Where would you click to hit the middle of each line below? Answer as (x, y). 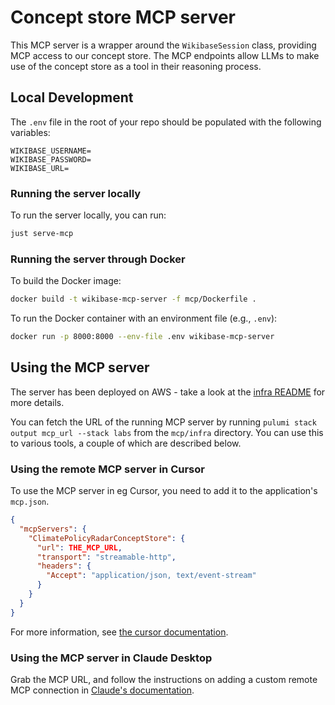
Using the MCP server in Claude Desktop (111, 658)
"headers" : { (64, 566)
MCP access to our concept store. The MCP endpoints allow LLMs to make (165, 55)
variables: (30, 132)
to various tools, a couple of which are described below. (126, 443)
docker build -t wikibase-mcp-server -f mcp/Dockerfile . (133, 299)
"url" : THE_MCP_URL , (79, 547)
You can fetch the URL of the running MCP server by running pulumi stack (163, 422)
